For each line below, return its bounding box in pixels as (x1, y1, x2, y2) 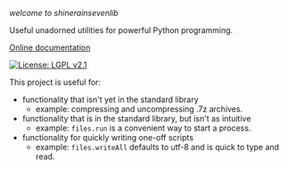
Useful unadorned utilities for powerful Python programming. (9, 25, 234, 35)
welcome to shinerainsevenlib (9, 8, 119, 18)
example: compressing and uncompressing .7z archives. (35, 104, 243, 114)
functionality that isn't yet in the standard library (21, 94, 199, 105)
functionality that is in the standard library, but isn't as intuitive (21, 114, 251, 123)
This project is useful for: (9, 77, 101, 88)
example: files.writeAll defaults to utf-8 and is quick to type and (35, 142, 279, 152)
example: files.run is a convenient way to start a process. (35, 123, 251, 133)
